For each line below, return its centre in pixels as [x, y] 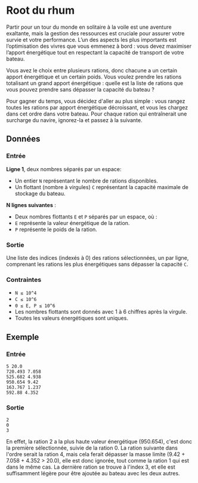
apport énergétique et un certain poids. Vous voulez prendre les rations [94, 77]
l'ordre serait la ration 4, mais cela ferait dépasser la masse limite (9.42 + [96, 454]
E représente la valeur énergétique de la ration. [72, 223]
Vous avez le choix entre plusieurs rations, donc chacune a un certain [92, 70]
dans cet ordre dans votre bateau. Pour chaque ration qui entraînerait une [97, 114]
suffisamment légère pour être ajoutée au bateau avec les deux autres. [93, 473]
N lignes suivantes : [31, 205]
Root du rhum [41, 10]
